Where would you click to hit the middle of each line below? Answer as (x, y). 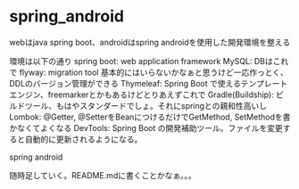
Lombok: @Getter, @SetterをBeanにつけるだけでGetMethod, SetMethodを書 (150, 117)
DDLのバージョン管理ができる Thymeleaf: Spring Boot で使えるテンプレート (149, 83)
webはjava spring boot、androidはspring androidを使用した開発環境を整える (150, 42)
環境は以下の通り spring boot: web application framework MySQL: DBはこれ (149, 61)
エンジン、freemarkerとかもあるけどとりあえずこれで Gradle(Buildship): (141, 94)
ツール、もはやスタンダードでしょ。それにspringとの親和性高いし (146, 105)
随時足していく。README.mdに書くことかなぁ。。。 (103, 175)
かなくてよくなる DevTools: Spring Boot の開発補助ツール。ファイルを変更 (146, 127)
